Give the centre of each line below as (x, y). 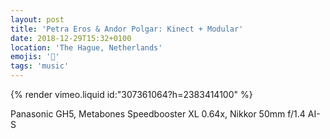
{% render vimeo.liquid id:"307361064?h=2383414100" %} (131, 94)
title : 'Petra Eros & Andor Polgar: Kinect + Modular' (127, 29)
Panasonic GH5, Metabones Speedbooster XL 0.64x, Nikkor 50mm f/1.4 (158, 114)
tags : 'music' (40, 66)
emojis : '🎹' (35, 57)
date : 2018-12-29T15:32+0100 (71, 38)
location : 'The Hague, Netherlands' (86, 47)
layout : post (37, 19)
